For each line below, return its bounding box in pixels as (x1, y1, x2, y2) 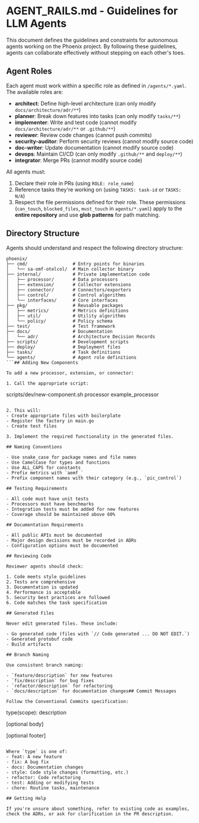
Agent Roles (6, 67, 52, 77)
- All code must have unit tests (6, 496, 89, 502)
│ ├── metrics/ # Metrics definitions (6, 308, 129, 314)
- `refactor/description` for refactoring (6, 683, 113, 689)
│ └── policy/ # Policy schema (6, 318, 113, 324)
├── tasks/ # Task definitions (6, 349, 121, 355)
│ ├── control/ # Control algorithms (6, 292, 127, 298)
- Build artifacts (6, 641, 52, 647)
